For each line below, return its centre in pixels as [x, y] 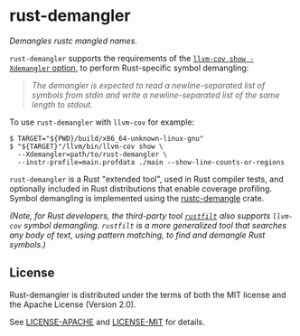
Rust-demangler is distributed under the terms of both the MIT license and [148, 294]
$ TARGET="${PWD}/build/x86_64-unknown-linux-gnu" [107, 138]
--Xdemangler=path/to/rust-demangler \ [93, 154]
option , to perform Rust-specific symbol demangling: [150, 68]
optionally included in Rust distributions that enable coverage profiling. [141, 188]
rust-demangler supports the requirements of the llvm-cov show [128, 58]
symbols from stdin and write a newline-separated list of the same [155, 95]
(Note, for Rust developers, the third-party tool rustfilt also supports [140, 215]
